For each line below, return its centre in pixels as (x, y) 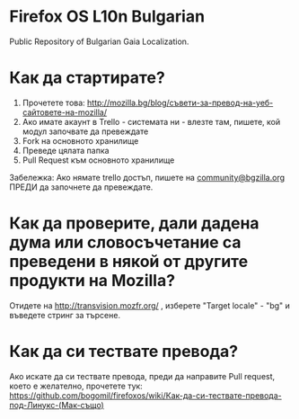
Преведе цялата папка (66, 150)
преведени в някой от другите (129, 262)
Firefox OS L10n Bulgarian (107, 17)
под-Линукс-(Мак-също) (57, 405)
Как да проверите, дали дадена (134, 223)
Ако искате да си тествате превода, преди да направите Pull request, (142, 376)
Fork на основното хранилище (80, 140)
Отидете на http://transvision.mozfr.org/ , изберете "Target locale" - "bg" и (149, 305)
